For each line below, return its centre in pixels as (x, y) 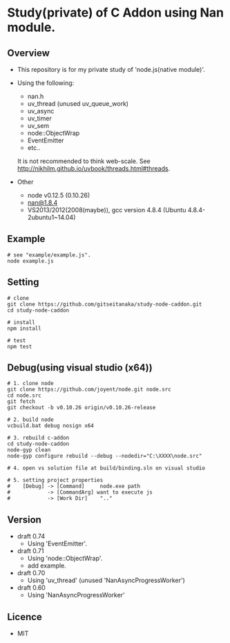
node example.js (30, 261)
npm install (24, 328)
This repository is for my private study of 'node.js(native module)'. (111, 69)
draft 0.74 (31, 537)
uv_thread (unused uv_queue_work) (78, 104)
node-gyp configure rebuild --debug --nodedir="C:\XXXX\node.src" (105, 456)
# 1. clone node (30, 384)
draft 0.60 (31, 588)
